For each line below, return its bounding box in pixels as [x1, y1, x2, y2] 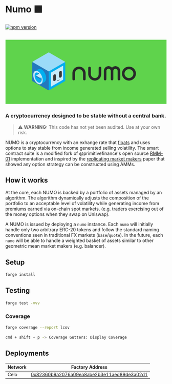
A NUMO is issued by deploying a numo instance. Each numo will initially [5, 221, 154, 228]
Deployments [5, 349, 49, 358]
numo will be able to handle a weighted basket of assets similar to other [5, 237, 154, 244]
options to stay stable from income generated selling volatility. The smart [5, 145, 159, 151]
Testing [5, 286, 30, 295]
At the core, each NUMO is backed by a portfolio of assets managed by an [5, 190, 162, 196]
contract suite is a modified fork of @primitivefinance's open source [5, 150, 149, 156]
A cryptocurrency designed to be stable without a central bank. [5, 112, 166, 119]
